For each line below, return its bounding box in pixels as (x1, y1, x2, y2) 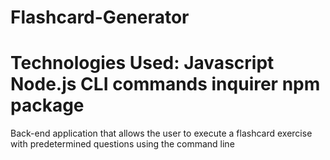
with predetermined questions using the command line (10, 138, 235, 150)
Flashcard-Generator (10, 6, 190, 29)
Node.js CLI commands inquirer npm (10, 73, 321, 96)
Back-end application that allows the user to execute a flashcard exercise (10, 127, 313, 140)
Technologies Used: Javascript (10, 52, 275, 75)
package (10, 94, 85, 117)
